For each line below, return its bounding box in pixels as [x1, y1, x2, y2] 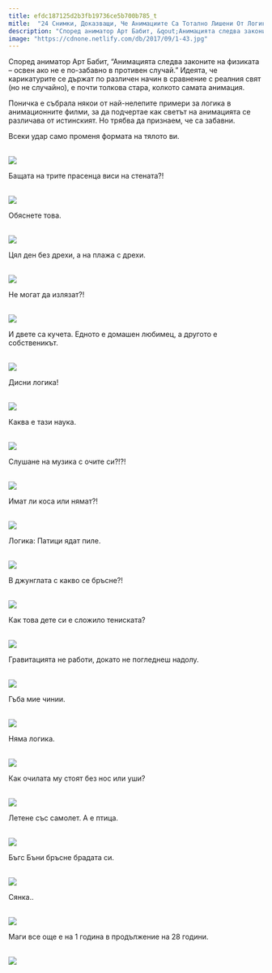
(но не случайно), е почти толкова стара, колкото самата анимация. [8, 83, 245, 93]
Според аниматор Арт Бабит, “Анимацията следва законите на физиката [8, 57, 260, 67]
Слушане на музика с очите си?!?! [8, 456, 127, 467]
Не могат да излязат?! [8, 290, 85, 300]
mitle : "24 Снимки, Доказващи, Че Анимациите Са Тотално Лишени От [8, 19, 244, 28]
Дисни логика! [8, 378, 59, 387]
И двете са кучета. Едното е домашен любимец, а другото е [8, 330, 218, 339]
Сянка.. [8, 893, 34, 902]
